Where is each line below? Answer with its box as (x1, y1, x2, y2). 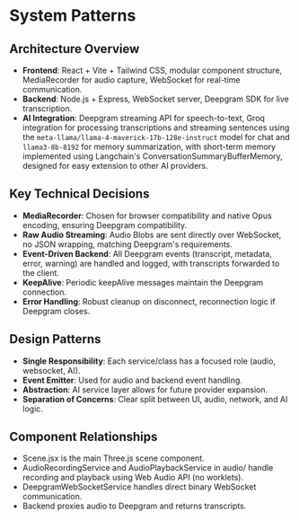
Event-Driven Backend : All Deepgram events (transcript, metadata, (22, 248, 272, 259)
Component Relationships (9, 429, 158, 445)
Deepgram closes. (22, 305, 91, 316)
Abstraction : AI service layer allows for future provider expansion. (22, 383, 268, 395)
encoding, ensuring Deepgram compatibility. (22, 219, 188, 230)
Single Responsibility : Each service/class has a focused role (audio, (22, 356, 277, 366)
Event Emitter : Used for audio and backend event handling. (22, 375, 242, 385)
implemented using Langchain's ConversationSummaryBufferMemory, (22, 151, 283, 162)
